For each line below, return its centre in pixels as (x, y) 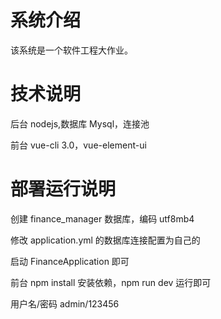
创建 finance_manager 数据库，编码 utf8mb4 (102, 218)
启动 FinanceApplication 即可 (70, 261)
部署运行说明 (63, 189)
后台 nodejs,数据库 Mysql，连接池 (80, 123)
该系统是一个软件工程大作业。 (71, 50)
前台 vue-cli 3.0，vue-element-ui (78, 145)
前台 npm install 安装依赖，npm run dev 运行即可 (111, 282)
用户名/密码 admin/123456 (65, 303)
